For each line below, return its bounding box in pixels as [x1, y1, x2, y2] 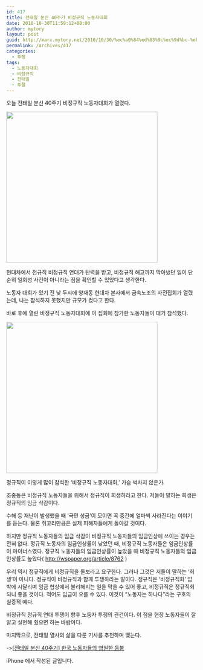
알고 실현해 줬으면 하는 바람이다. [6, 619, 83, 626]
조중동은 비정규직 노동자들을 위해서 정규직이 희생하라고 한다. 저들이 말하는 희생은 [6, 492, 197, 499]
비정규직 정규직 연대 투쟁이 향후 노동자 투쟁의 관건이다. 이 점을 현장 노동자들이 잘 [6, 611, 196, 618]
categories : [6, 48, 36, 54]
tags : [6, 59, 20, 65]
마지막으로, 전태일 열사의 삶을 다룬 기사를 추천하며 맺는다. [6, 631, 142, 639]
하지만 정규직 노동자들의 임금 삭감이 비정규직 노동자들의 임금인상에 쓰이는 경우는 [6, 533, 195, 539]
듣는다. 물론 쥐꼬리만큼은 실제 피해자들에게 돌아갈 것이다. [12, 519, 147, 527]
